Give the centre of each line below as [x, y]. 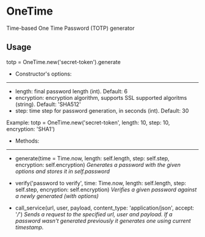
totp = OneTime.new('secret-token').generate [63, 62]
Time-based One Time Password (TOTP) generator [70, 28]
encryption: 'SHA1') [31, 129]
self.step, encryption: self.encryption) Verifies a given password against [106, 189]
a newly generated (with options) [57, 196]
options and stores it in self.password [62, 171]
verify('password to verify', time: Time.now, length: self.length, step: [101, 183]
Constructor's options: [43, 74]
